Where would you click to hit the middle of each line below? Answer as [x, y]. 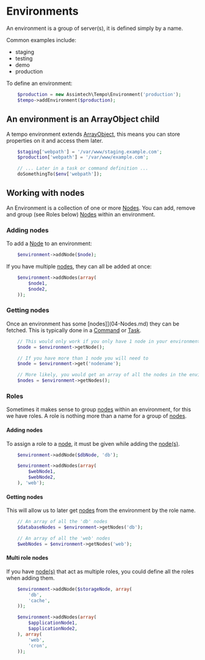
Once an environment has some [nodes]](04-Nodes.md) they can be [93, 324]
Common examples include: [41, 40]
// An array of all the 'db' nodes [63, 522]
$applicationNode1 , [53, 623]
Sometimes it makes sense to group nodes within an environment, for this [99, 410]
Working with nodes [45, 193]
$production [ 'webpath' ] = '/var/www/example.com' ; [83, 157]
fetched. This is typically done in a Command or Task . [74, 330]
